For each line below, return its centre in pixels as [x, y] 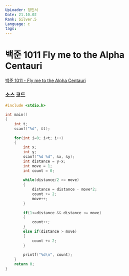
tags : [11, 29]
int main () [16, 115]
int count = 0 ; [39, 171]
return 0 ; [24, 264]
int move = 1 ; [38, 166]
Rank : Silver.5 [21, 19]
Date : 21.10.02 [21, 15]
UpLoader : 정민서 [22, 10]
